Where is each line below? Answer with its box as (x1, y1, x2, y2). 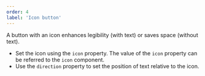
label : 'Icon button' (6, 15, 62, 21)
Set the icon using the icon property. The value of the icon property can (15, 49, 198, 57)
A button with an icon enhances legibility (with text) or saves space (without (6, 31, 198, 38)
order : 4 (6, 9, 29, 15)
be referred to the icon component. (15, 56, 105, 63)
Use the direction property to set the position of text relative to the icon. (15, 62, 199, 70)
